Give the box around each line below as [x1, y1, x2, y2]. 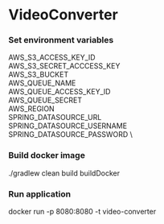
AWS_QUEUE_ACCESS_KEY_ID [8, 87, 111, 97]
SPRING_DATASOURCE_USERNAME [8, 121, 127, 131]
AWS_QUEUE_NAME [8, 78, 76, 88]
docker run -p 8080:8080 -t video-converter [8, 207, 157, 217]
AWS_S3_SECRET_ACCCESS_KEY [8, 61, 121, 71]
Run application [8, 188, 71, 199]
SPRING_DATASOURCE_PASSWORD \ [8, 130, 133, 139]
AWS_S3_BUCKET [8, 70, 69, 80]
